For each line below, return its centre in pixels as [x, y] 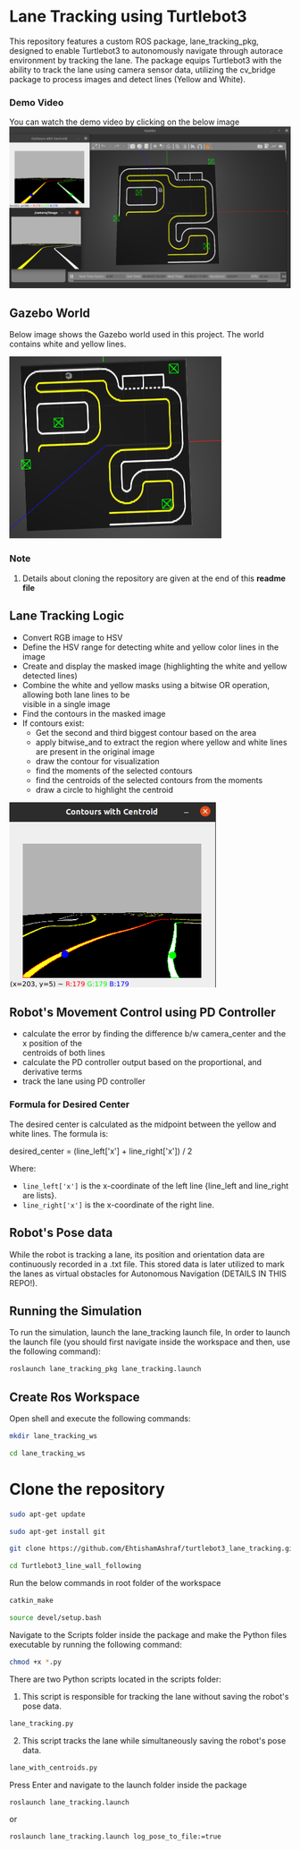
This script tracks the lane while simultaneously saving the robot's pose [154, 1740]
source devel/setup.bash [55, 1618]
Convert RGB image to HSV [72, 637]
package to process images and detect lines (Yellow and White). [127, 79]
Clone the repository [87, 1489]
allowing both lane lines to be [76, 695]
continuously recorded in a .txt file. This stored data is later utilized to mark [147, 1264]
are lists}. [39, 1195]
